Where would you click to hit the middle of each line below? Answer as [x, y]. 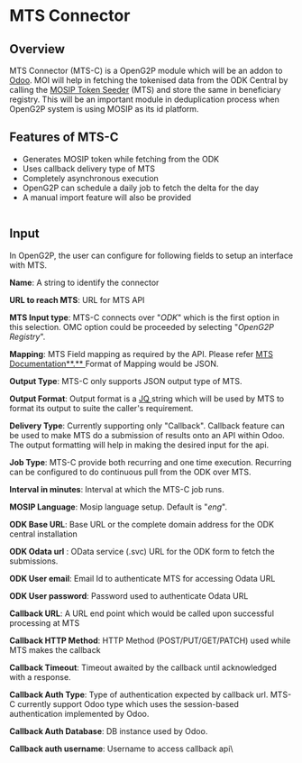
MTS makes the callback [55, 649]
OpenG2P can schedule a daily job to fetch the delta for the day [141, 188]
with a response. [40, 676]
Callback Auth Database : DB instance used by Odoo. [109, 731]
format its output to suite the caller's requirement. [101, 408]
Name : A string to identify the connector [84, 282]
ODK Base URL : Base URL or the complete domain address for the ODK [142, 524]
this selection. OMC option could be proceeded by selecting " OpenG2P [142, 326]
